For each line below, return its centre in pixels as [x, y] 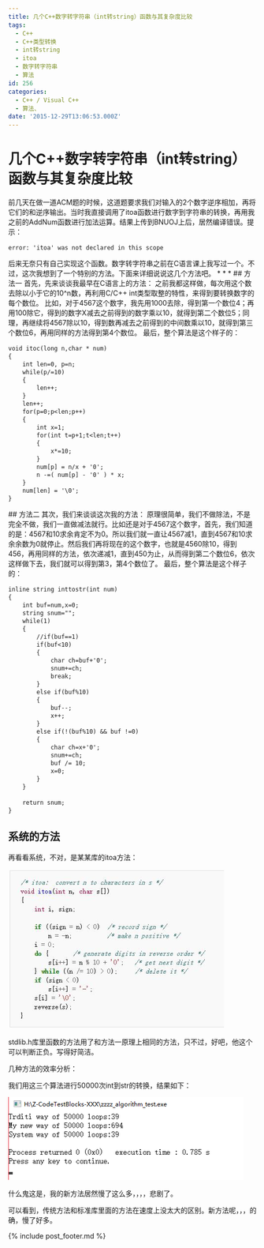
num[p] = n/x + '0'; [70, 467]
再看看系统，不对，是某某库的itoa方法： [73, 857]
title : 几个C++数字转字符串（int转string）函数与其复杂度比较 [100, 17]
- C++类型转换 [36, 42]
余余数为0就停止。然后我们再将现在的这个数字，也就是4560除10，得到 [123, 544]
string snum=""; [49, 613]
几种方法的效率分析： [43, 1068]
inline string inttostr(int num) [63, 590]
